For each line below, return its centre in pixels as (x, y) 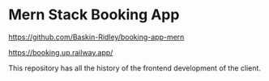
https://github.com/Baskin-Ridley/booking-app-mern (96, 37)
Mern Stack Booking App (94, 15)
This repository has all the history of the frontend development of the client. (135, 68)
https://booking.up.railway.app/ (61, 52)
